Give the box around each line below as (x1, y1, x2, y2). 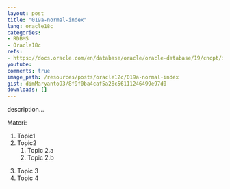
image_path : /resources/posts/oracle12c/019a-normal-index (7, 73, 179, 81)
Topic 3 (16, 167, 39, 175)
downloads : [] (7, 86, 48, 93)
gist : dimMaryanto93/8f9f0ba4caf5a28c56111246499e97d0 (7, 80, 167, 87)
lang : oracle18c (7, 23, 53, 29)
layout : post (7, 10, 44, 17)
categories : (7, 29, 41, 36)
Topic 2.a (27, 147, 54, 155)
